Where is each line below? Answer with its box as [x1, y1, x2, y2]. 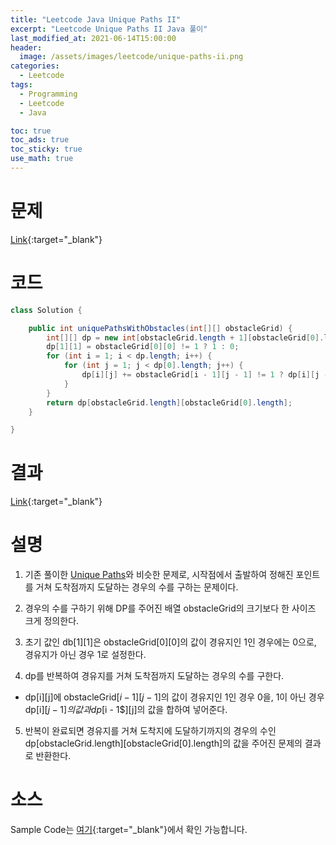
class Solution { [10, 305, 83, 315]
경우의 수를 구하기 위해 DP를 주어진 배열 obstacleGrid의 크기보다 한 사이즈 [24, 602, 317, 615]
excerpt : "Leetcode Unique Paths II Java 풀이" [10, 24, 208, 34]
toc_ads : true [10, 135, 70, 145]
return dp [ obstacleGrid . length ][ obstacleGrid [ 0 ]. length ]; [46, 397, 293, 408]
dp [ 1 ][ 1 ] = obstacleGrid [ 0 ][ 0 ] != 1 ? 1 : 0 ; [46, 342, 240, 352]
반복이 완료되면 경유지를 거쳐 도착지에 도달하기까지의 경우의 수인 [24, 725, 277, 737]
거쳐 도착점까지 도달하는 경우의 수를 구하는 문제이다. [35, 581, 239, 593]
